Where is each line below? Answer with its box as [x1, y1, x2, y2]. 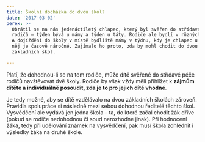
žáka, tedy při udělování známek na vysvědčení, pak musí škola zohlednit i [6, 122, 194, 129]
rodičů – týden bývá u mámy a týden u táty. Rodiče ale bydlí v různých [12, 32, 201, 38]
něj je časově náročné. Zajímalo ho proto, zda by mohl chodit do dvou [12, 43, 198, 50]
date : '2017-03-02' [6, 15, 56, 21]
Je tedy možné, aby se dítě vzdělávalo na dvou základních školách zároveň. [6, 95, 197, 103]
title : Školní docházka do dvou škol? [6, 9, 105, 15]
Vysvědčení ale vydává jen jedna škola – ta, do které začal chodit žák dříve [6, 108, 195, 116]
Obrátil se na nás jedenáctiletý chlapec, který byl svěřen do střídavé [12, 26, 201, 32]
